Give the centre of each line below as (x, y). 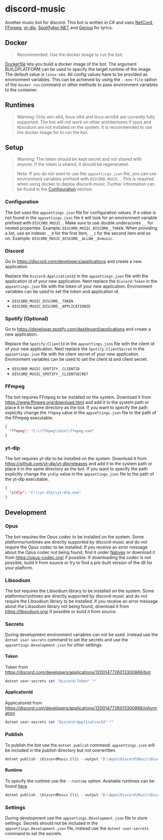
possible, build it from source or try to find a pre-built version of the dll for (79, 563)
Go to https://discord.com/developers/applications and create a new (73, 261)
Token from (16, 667)
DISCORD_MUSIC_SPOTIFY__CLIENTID (46, 369)
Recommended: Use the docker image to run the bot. (70, 54)
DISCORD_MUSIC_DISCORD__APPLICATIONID (51, 306)
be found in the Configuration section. (55, 189)
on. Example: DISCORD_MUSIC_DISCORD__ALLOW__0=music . (59, 238)
